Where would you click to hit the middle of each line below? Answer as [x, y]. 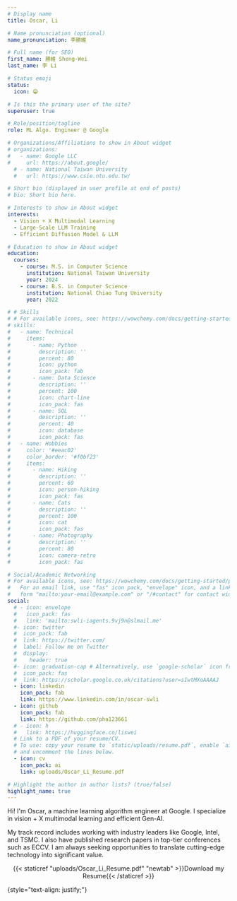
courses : [26, 260]
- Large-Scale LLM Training [55, 228]
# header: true [41, 660]
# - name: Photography [50, 536]
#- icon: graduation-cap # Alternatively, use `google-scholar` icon [118, 666]
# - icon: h [31, 726]
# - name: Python [42, 345]
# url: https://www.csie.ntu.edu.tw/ [72, 176]
